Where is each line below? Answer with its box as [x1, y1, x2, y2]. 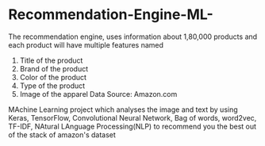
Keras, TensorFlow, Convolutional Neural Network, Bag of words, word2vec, [8, 113, 257, 122]
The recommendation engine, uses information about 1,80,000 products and [8, 32, 258, 41]
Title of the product [19, 56, 83, 65]
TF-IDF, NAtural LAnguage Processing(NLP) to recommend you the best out [8, 121, 256, 131]
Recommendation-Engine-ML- [8, 6, 214, 24]
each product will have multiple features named [8, 40, 164, 49]
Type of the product [19, 81, 86, 90]
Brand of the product [19, 63, 89, 73]
